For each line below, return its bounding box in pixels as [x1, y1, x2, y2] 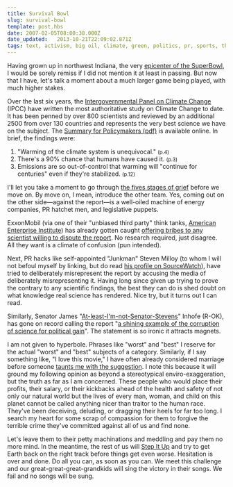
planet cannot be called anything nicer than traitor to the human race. [7, 399, 206, 407]
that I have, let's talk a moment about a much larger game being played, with [7, 76, 226, 84]
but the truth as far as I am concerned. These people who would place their [7, 377, 223, 386]
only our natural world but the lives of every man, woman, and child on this [7, 392, 221, 400]
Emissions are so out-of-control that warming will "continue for [17, 163, 198, 170]
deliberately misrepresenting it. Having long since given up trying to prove [7, 276, 218, 285]
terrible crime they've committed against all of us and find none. [7, 422, 191, 429]
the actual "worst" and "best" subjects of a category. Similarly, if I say [7, 348, 207, 356]
